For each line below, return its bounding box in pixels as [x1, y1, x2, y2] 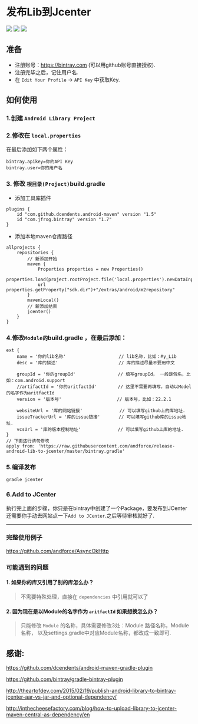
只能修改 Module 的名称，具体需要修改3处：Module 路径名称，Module [20, 622, 190, 629]
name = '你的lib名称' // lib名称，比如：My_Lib [16, 353, 177, 360]
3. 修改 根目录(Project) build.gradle [6, 180, 105, 188]
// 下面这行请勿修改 [6, 437, 49, 444]
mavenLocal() [27, 297, 60, 303]
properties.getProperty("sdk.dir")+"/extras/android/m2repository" [6, 287, 176, 292]
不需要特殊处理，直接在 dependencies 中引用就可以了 [20, 593, 148, 600]
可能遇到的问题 [6, 563, 49, 571]
